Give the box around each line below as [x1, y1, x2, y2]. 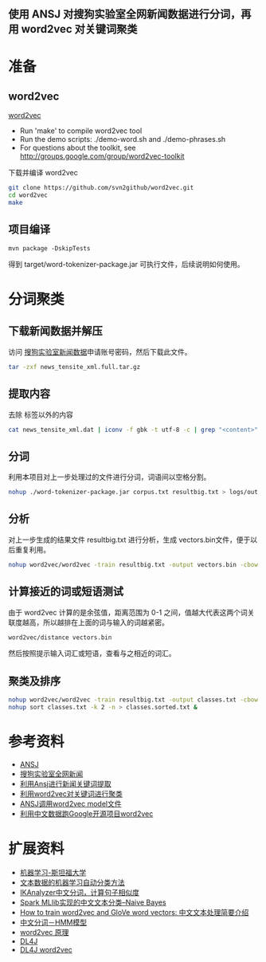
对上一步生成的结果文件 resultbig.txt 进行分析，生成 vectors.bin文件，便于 [8, 535, 251, 544]
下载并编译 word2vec [8, 168, 78, 178]
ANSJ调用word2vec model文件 [19, 799, 122, 808]
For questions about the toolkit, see [19, 143, 137, 153]
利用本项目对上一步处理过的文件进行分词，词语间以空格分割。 [8, 473, 211, 482]
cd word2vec [8, 191, 48, 199]
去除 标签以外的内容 [8, 410, 73, 419]
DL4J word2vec [19, 944, 73, 954]
